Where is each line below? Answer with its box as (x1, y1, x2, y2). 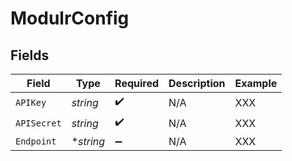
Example (234, 77, 278, 90)
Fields (10, 47, 50, 64)
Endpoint (15, 136, 57, 147)
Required (114, 77, 160, 90)
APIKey (15, 97, 47, 108)
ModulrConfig (10, 7, 130, 30)
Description (168, 77, 226, 90)
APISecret (15, 117, 62, 129)
